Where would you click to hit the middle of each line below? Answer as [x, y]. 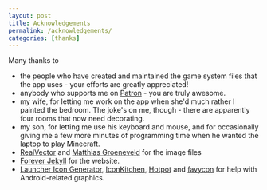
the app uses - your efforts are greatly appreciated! [104, 85]
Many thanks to [34, 61]
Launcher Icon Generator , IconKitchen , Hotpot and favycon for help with [138, 169]
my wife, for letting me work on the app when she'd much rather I [127, 101]
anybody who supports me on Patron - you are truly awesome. [123, 93]
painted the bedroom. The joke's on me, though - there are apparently [135, 110]
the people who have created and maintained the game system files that [138, 76]
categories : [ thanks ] [44, 38]
